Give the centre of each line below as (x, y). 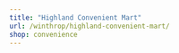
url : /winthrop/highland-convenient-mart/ (89, 26)
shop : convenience (43, 34)
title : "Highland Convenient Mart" (76, 18)
